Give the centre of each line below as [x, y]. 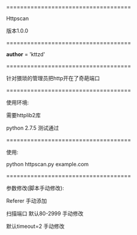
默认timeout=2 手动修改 [35, 226]
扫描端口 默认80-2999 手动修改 [45, 213]
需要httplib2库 [23, 115]
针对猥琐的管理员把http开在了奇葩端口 [53, 78]
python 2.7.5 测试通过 [33, 128]
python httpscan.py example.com [48, 164]
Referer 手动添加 [27, 201]
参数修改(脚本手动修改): [35, 188]
